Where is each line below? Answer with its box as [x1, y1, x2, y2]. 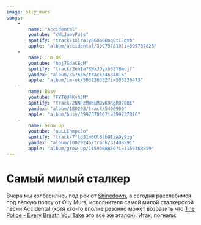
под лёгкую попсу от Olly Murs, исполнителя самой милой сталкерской [6, 198, 194, 205]
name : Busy [28, 89, 56, 95]
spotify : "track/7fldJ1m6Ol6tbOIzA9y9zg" [28, 134, 136, 141]
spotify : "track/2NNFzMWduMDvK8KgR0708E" [28, 100, 136, 106]
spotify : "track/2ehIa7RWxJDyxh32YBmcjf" [28, 65, 136, 72]
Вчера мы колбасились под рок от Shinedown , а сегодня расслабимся [6, 192, 191, 199]
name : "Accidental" [28, 26, 78, 32]
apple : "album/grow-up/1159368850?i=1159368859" [28, 145, 155, 152]
